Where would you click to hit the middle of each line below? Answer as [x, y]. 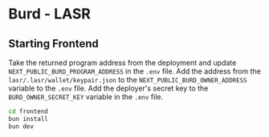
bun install [28, 119]
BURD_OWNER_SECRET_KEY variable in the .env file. [86, 97]
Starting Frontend [53, 44]
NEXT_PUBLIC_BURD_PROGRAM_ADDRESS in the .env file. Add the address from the [134, 71]
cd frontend [28, 111]
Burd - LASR [49, 14]
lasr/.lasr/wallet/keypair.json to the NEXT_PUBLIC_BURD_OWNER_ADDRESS [128, 80]
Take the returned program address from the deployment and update [122, 62]
